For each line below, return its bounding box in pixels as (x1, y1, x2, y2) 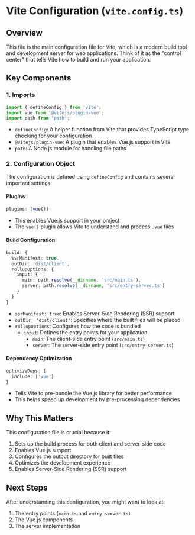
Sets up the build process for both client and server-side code (14, 440, 167, 447)
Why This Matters (6, 413, 74, 423)
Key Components (6, 73, 71, 83)
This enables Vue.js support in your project (14, 217, 120, 224)
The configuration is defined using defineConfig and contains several (6, 173, 175, 180)
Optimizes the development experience (14, 459, 111, 466)
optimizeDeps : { (6, 368, 46, 374)
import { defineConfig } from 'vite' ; (6, 104, 102, 110)
